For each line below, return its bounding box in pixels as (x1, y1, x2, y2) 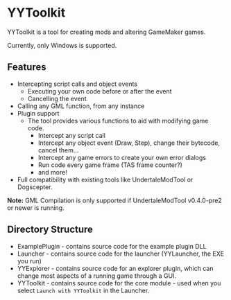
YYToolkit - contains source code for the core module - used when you (17, 279, 221, 287)
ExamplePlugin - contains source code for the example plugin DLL (17, 242, 207, 250)
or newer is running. (7, 203, 65, 212)
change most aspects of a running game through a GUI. (17, 272, 177, 280)
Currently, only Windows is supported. (7, 41, 117, 49)
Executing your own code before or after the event (27, 87, 172, 95)
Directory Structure (7, 224, 94, 236)
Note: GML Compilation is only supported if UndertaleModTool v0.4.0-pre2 (7, 196, 222, 204)
